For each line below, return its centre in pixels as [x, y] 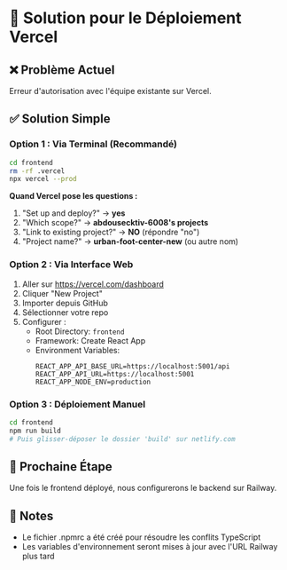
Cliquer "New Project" [62, 293]
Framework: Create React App [90, 340]
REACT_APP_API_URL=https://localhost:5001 [115, 374]
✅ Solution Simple [60, 119]
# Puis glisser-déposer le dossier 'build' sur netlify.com [123, 439]
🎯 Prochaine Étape [61, 467]
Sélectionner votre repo [65, 312]
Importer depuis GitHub [65, 303]
